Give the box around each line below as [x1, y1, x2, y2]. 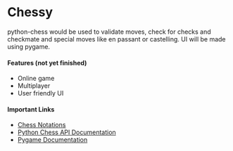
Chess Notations [17, 121, 66, 129]
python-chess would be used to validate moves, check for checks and [7, 27, 211, 36]
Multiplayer [17, 81, 51, 90]
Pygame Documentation [17, 136, 88, 144]
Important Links [7, 105, 55, 113]
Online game [17, 74, 55, 83]
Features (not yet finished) [7, 58, 87, 67]
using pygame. [7, 42, 51, 51]
